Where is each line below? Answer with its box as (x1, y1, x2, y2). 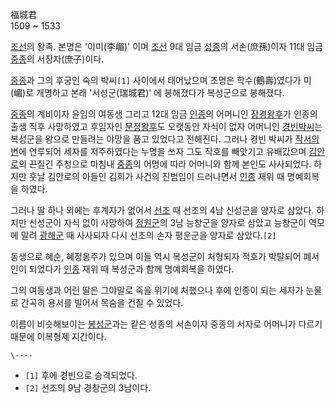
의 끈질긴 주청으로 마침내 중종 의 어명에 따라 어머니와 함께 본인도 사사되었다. (18, 158, 312, 170)
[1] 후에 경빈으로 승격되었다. (24, 369, 138, 381)
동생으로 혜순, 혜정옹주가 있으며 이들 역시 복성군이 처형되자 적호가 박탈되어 (10, 251, 302, 262)
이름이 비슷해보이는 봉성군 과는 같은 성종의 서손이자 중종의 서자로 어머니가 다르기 (10, 318, 323, 330)
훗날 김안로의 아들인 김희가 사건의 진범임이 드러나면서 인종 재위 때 (28, 171, 285, 182)
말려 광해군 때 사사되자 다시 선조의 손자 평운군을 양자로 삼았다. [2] (20, 229, 277, 241)
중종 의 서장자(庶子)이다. (10, 53, 105, 65)
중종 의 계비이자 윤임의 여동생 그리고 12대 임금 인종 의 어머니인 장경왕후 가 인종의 (10, 108, 318, 120)
